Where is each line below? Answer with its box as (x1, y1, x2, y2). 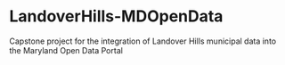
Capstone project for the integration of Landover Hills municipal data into (9, 36, 277, 46)
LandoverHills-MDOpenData (9, 6, 224, 27)
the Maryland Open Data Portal (9, 45, 123, 55)
